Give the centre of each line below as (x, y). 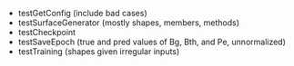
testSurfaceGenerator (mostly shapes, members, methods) (128, 23)
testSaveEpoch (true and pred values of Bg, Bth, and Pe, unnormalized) (152, 42)
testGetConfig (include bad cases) (82, 13)
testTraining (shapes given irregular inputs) (99, 52)
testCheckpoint (46, 32)
